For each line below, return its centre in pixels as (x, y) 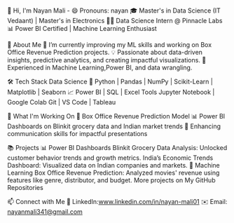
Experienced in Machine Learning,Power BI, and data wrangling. (100, 67)
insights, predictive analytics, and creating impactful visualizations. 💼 (107, 60)
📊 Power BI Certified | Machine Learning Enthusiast (82, 28)
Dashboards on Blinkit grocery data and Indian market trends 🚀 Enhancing (114, 126)
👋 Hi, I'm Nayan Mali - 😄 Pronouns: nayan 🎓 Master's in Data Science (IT (114, 11)
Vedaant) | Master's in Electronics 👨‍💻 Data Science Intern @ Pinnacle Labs (115, 21)
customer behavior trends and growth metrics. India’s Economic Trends (110, 158)
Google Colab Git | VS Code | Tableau (62, 102)
